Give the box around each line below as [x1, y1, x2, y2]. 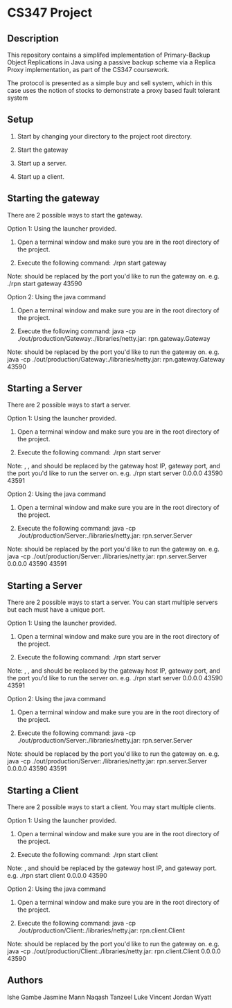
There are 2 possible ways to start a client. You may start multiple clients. [7, 803, 216, 811]
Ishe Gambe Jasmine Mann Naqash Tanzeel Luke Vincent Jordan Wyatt [7, 993, 212, 1001]
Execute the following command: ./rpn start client [17, 851, 158, 859]
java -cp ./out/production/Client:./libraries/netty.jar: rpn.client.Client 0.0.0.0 [7, 947, 221, 955]
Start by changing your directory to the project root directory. [17, 132, 193, 140]
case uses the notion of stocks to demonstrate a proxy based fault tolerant [7, 87, 220, 94]
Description [7, 33, 59, 44]
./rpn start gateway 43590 [7, 279, 82, 288]
